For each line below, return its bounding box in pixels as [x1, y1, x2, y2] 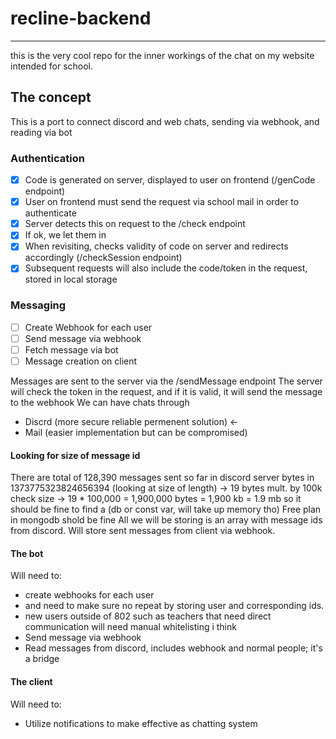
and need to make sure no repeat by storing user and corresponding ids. [24, 600, 325, 612]
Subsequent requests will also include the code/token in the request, [24, 262, 308, 274]
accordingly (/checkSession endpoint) [24, 252, 183, 264]
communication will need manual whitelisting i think [24, 621, 237, 633]
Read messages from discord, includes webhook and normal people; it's [24, 642, 323, 654]
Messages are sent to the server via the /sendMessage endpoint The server [10, 375, 323, 387]
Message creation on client [24, 355, 138, 367]
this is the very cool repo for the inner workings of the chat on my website [10, 49, 315, 61]
